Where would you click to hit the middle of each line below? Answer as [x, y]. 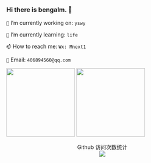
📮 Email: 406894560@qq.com [39, 60]
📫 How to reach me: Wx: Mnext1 [46, 47]
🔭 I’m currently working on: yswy [46, 23]
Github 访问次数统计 [102, 147]
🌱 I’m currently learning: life [42, 35]
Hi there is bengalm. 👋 [39, 10]
